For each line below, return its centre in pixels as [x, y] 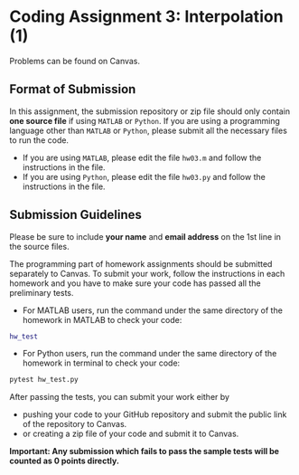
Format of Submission [73, 89]
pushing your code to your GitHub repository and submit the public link [154, 414]
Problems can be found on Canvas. [75, 61]
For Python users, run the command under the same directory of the [149, 354]
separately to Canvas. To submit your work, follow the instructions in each [147, 273]
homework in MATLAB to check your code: [102, 319]
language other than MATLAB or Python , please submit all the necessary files [148, 130]
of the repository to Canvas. [75, 424]
